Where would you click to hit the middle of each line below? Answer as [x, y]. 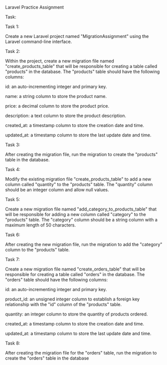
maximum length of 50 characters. [41, 225]
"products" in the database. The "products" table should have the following [83, 71]
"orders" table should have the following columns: [57, 280]
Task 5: [13, 199]
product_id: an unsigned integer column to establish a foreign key [73, 299]
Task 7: [12, 259]
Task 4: [13, 169]
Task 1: [12, 26]
